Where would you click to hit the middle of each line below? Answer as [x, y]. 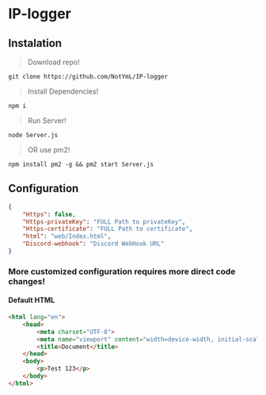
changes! [27, 281]
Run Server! [47, 121]
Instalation [35, 43]
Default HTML [32, 300]
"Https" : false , [49, 214]
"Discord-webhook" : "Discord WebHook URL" [93, 244]
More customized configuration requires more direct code [122, 271]
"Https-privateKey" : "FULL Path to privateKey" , [104, 222]
